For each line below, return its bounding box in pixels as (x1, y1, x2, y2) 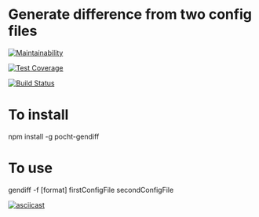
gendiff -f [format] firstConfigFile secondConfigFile (8, 185, 174, 194)
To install (8, 106, 69, 124)
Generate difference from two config (8, 5, 253, 24)
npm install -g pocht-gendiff (8, 132, 100, 141)
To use (8, 159, 53, 177)
